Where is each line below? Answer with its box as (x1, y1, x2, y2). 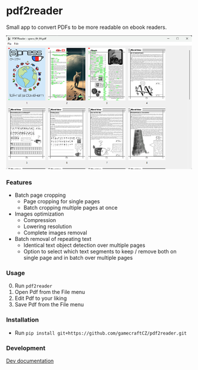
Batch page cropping (14, 191, 66, 199)
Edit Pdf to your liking (14, 295, 67, 302)
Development (6, 343, 46, 352)
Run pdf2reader (14, 282, 52, 289)
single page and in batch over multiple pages (23, 255, 133, 262)
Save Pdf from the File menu (14, 301, 84, 308)
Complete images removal (23, 229, 87, 236)
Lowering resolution (23, 223, 72, 230)
